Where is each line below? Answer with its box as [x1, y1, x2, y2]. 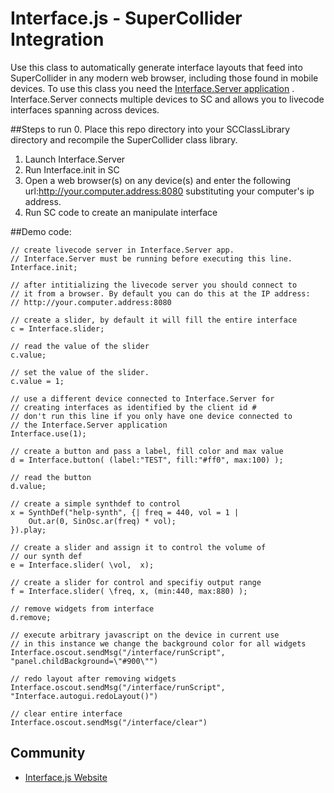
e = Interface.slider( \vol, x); [10, 560, 155, 570]
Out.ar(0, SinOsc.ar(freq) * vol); [28, 516, 177, 526]
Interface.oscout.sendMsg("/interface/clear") [10, 717, 208, 727]
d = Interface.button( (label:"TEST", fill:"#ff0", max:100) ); [10, 455, 284, 465]
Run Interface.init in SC [24, 163, 120, 176]
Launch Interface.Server [24, 153, 126, 165]
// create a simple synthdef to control [10, 498, 182, 509]
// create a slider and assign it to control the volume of [10, 542, 267, 552]
